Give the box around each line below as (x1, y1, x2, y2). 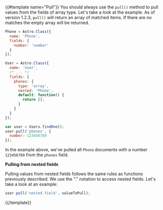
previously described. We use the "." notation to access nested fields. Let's (5, 176, 156, 182)
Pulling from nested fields (5, 162, 59, 167)
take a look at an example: (5, 181, 58, 187)
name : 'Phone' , (9, 34, 41, 39)
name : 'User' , (9, 66, 38, 70)
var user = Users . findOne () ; (5, 124, 64, 129)
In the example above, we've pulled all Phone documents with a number (5, 147, 148, 153)
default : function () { (18, 93, 64, 97)
